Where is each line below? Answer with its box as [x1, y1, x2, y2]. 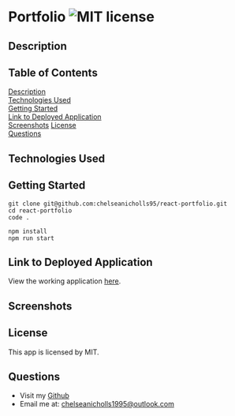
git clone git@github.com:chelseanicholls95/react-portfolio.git [8, 200, 227, 208]
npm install [8, 227, 47, 235]
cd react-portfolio [8, 206, 73, 215]
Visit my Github [19, 391, 69, 400]
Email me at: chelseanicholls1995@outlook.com [19, 399, 175, 409]
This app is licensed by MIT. [8, 347, 100, 357]
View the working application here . [8, 276, 121, 286]
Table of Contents [8, 66, 99, 79]
